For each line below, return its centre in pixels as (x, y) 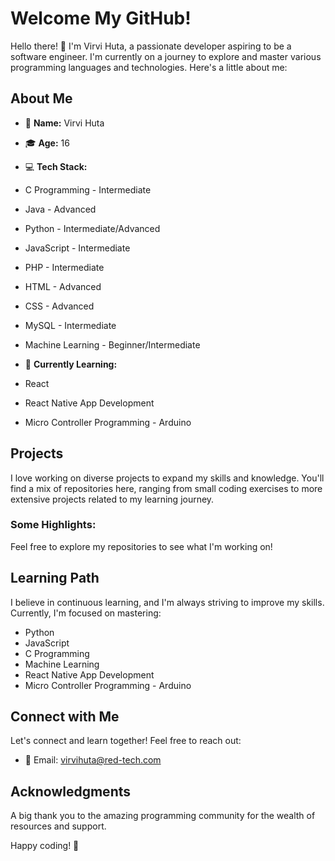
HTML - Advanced (63, 286)
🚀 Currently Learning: (71, 364)
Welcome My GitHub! (101, 18)
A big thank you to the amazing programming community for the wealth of (163, 816)
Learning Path (55, 578)
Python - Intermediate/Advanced (92, 228)
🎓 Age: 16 (47, 143)
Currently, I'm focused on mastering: (86, 613)
